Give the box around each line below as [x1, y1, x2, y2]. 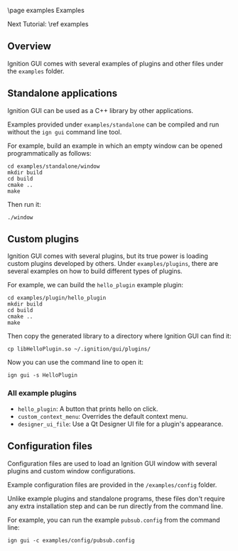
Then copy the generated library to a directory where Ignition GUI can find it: [7, 332, 232, 341]
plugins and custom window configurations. [7, 466, 136, 475]
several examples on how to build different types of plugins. [7, 267, 183, 276]
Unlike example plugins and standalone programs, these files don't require [7, 494, 225, 503]
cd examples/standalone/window [7, 163, 100, 170]
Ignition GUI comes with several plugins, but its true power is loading [7, 252, 208, 260]
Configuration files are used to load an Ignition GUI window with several [7, 459, 217, 468]
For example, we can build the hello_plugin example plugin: [7, 281, 183, 289]
